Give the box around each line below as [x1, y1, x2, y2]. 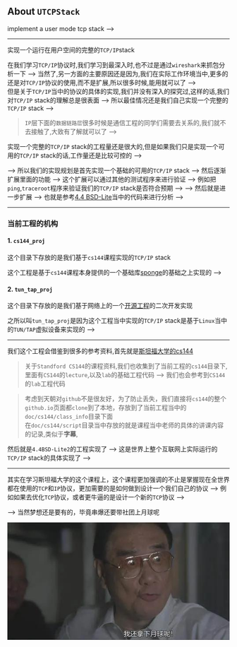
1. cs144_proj [7, 237, 46, 245]
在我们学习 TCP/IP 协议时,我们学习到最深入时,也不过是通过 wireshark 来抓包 [7, 60, 219, 69]
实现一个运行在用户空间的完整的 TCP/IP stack [7, 45, 135, 54]
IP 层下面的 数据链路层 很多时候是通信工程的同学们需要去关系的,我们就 [24, 118, 220, 126]
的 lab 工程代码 [24, 379, 66, 388]
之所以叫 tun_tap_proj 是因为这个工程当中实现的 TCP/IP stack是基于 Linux [7, 316, 215, 325]
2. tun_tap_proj [7, 285, 53, 293]
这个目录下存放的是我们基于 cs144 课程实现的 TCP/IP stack [7, 253, 171, 261]
